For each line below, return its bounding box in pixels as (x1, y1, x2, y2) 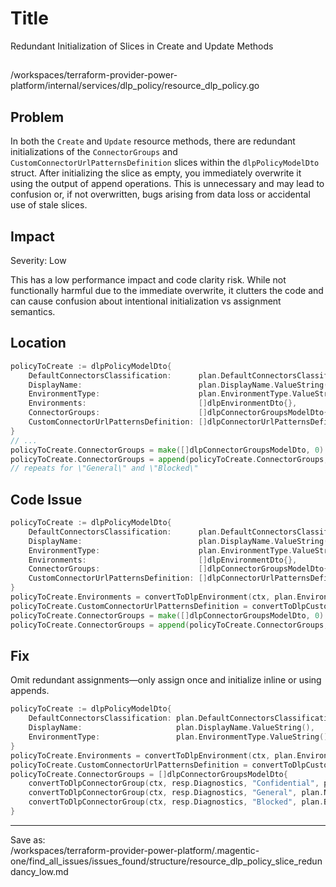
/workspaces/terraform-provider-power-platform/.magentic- (10, 844, 260, 856)
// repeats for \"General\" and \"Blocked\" (10, 463, 199, 474)
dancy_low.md (10, 865, 69, 877)
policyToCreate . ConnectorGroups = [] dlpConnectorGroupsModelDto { (10, 769, 288, 779)
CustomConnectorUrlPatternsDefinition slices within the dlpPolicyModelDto (10, 157, 320, 169)
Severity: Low (10, 254, 67, 266)
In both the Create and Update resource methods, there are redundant (10, 135, 296, 147)
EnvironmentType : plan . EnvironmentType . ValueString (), (28, 732, 333, 742)
